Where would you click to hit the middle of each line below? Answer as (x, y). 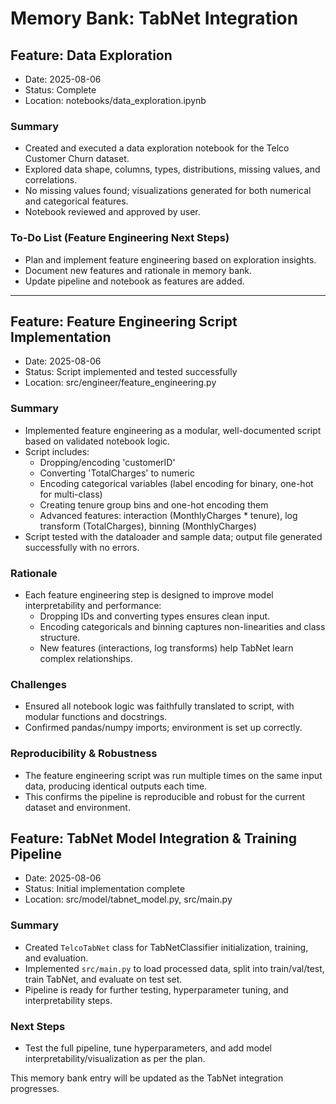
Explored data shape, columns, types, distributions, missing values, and (172, 169)
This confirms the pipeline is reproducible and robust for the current (165, 796)
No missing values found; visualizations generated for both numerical (168, 191)
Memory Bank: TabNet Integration (154, 18)
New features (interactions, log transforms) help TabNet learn (166, 648)
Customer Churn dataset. (77, 159)
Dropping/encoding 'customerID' (107, 462)
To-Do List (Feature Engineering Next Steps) (120, 238)
